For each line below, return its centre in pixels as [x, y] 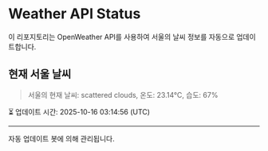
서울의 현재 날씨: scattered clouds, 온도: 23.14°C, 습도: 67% [123, 95]
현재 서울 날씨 [40, 74]
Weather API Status [75, 14]
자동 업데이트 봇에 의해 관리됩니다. [61, 138]
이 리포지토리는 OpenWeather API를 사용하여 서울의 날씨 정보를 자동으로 [122, 37]
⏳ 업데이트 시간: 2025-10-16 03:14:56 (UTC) [79, 111]
